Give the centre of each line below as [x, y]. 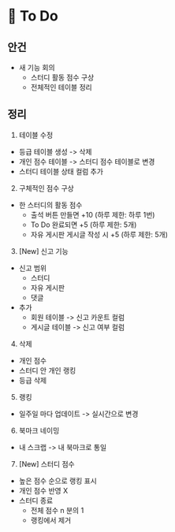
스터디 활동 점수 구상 [62, 77]
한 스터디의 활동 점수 [50, 205]
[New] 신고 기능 [43, 251]
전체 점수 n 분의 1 [57, 510]
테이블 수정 [36, 135]
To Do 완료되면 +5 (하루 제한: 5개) [84, 225]
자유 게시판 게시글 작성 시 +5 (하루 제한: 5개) [99, 234]
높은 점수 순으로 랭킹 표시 [58, 481]
